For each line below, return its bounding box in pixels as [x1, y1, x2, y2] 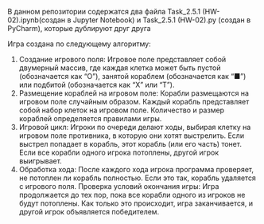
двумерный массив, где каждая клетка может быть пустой [18, 63, 221, 73]
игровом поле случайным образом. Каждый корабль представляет [18, 97, 250, 106]
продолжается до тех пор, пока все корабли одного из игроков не [18, 191, 246, 199]
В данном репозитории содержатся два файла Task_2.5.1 [7, 7, 201, 16]
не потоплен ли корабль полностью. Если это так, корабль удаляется [18, 173, 256, 183]
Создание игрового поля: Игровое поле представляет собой [18, 55, 227, 64]
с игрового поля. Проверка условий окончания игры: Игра [18, 182, 219, 191]
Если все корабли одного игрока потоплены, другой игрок [18, 147, 219, 157]
